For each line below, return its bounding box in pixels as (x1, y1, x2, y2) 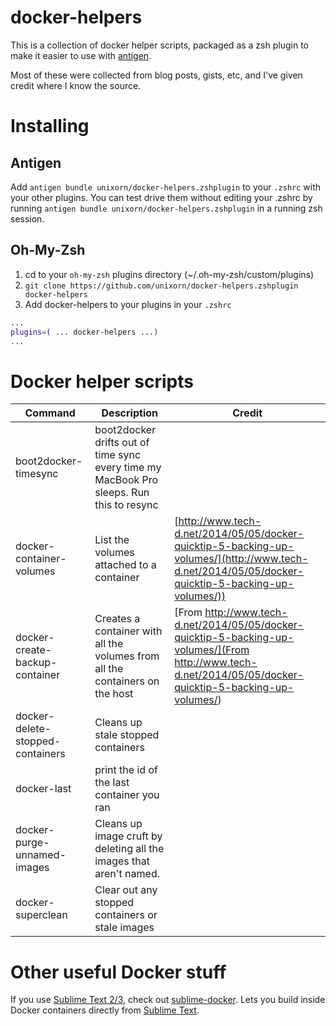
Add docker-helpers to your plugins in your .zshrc (24, 298, 232, 310)
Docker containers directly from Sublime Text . (10, 1004, 200, 1016)
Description (101, 406, 158, 420)
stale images (94, 921, 155, 935)
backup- (15, 656, 58, 670)
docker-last (15, 782, 72, 796)
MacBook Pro (94, 473, 159, 487)
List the (94, 533, 130, 547)
